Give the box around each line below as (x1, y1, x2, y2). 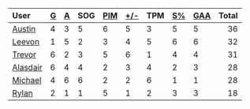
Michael (12, 75, 42, 85)
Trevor (12, 49, 37, 60)
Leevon (12, 36, 40, 47)
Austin (12, 24, 36, 34)
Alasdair (12, 62, 43, 73)
